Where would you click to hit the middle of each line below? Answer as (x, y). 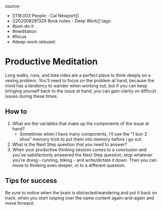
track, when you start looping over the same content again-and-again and (80, 198)
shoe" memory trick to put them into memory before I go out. (81, 139)
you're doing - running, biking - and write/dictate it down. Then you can (84, 160)
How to (16, 112)
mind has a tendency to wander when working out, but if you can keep (76, 86)
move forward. (20, 203)
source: (13, 6)
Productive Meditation (51, 62)
